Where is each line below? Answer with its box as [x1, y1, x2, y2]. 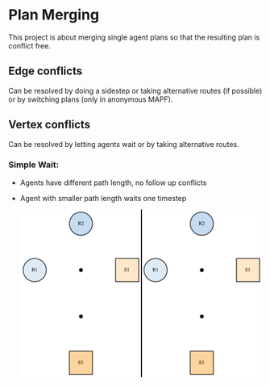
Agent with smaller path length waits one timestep [19, 193, 187, 203]
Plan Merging [8, 6, 99, 24]
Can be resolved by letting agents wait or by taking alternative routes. [8, 139, 239, 149]
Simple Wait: [8, 159, 59, 170]
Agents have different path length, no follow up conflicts [19, 178, 207, 187]
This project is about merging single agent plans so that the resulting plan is [8, 32, 260, 42]
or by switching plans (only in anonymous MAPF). [8, 94, 173, 104]
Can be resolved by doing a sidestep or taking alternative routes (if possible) [8, 86, 263, 95]
